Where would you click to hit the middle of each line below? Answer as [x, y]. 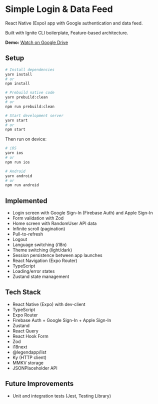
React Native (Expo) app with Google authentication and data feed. [74, 23]
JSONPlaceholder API [35, 368]
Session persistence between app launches [57, 255]
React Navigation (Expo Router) [45, 260]
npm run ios [17, 162]
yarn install [19, 74]
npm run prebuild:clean [30, 106]
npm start [15, 129]
